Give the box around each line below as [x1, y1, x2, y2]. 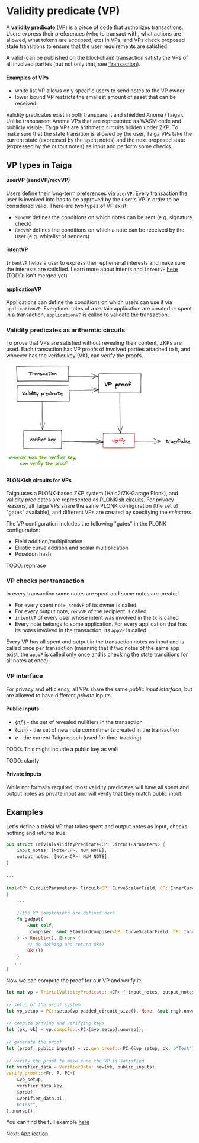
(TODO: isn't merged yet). [6, 271, 69, 279]
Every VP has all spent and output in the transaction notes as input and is [6, 638, 185, 645]
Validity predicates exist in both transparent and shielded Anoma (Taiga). [6, 111, 184, 119]
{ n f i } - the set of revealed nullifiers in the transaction [14, 718, 143, 727]
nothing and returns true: [6, 829, 67, 836]
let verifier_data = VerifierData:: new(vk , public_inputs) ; [6, 1064, 158, 1070]
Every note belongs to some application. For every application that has [14, 620, 187, 627]
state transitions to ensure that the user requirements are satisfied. [6, 43, 169, 50]
